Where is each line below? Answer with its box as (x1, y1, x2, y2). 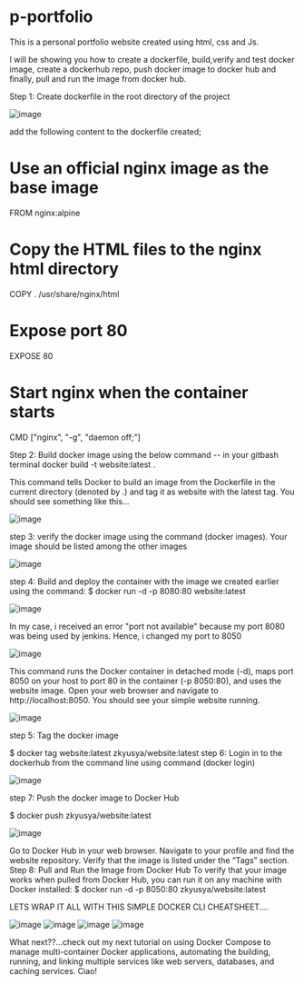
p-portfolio (9, 6, 93, 27)
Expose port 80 (9, 321, 128, 341)
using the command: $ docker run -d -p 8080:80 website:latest (9, 585, 247, 596)
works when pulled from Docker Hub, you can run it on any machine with (9, 874, 283, 885)
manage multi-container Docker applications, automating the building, (9, 946, 271, 957)
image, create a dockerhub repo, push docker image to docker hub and (9, 64, 277, 75)
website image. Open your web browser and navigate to (9, 684, 220, 696)
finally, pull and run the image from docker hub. (9, 73, 187, 84)
